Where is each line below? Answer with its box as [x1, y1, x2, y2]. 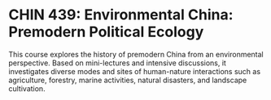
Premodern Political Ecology [8, 23, 204, 41]
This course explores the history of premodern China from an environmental [8, 49, 264, 59]
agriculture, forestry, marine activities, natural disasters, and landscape [8, 75, 247, 85]
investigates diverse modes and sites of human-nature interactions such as [8, 66, 261, 76]
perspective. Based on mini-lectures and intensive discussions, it [8, 58, 226, 68]
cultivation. [8, 83, 46, 94]
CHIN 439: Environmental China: [8, 6, 234, 24]
